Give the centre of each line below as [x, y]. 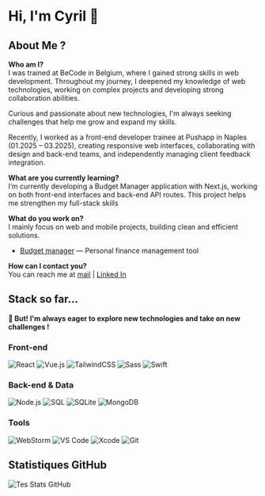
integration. [27, 162]
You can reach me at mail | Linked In [67, 274]
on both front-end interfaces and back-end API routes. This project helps [127, 195]
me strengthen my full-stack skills [63, 203]
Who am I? [26, 64]
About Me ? [37, 46]
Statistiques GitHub [58, 465]
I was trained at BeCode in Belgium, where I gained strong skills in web [124, 73]
